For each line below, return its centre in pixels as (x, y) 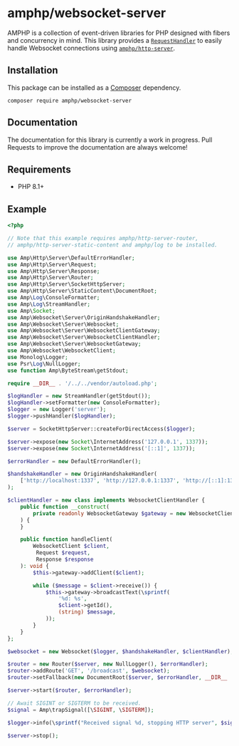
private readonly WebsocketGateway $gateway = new (110, 513)
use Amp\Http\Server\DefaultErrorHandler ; (71, 258)
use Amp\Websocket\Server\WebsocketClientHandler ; (84, 337)
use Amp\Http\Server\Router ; (51, 278)
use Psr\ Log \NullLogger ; (44, 364)
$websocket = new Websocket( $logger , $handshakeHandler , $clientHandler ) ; (121, 651)
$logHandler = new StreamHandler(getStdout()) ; (79, 396)
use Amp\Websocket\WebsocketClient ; (62, 351)
